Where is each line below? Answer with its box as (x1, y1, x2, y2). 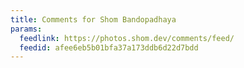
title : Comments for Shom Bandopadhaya (10, 14, 177, 25)
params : (10, 24, 43, 34)
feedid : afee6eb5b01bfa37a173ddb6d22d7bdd (19, 42, 199, 53)
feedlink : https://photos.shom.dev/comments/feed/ (19, 33, 235, 43)
